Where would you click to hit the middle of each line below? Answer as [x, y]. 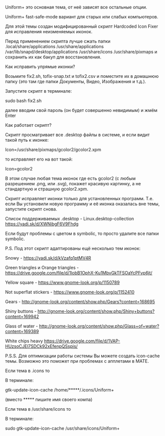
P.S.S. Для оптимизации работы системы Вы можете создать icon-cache [82, 356]
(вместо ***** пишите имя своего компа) [49, 399]
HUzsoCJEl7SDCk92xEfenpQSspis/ [41, 346]
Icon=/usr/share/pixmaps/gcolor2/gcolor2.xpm [53, 150]
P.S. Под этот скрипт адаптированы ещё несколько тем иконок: [73, 248]
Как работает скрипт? [28, 125]
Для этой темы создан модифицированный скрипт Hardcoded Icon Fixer [82, 26]
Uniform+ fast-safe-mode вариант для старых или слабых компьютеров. [82, 17]
